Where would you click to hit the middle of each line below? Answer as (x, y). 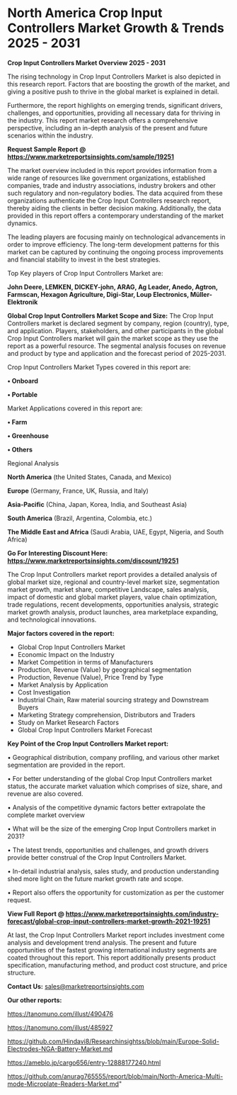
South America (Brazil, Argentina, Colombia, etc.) (80, 518)
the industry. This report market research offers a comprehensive (103, 120)
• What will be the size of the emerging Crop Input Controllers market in (112, 829)
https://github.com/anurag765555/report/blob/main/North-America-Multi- (115, 1076)
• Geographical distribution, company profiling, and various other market (114, 757)
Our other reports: (35, 1000)
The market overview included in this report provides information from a (112, 170)
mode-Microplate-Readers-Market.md (63, 1084)
